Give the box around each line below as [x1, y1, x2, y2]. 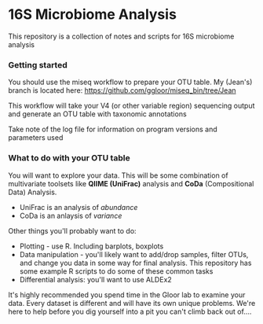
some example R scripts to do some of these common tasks [19, 266, 214, 276]
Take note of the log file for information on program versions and [8, 124, 217, 134]
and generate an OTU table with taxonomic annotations [8, 109, 187, 119]
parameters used [8, 133, 64, 142]
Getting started [8, 59, 68, 70]
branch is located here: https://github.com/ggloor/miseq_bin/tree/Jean [8, 86, 237, 95]
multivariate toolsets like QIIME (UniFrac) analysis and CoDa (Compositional [8, 179, 254, 188]
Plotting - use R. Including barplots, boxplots [19, 241, 164, 251]
